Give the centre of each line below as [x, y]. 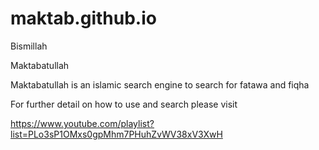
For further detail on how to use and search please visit [124, 104]
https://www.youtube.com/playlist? [82, 123]
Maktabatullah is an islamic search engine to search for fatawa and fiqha [160, 84]
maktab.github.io [83, 18]
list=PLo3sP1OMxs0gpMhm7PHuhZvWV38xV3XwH [116, 134]
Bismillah [29, 46]
